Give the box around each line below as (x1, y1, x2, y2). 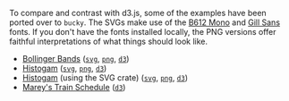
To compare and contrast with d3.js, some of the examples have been (9, 8, 267, 18)
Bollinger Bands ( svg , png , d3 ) (21, 54, 130, 63)
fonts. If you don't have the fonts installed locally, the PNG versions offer (9, 27, 276, 37)
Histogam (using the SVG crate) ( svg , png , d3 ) (21, 72, 189, 83)
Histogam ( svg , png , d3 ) (21, 63, 107, 73)
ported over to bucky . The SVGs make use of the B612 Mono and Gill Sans (9, 17, 280, 28)
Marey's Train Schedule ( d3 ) (21, 82, 126, 92)
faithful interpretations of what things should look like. (9, 36, 208, 46)
